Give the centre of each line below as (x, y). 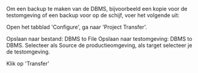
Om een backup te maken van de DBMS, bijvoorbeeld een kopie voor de (97, 9)
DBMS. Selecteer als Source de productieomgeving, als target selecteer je (99, 45)
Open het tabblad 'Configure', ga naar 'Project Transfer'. (77, 27)
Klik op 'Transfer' (28, 64)
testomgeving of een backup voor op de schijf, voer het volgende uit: (93, 15)
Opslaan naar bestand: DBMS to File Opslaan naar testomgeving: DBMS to (99, 39)
